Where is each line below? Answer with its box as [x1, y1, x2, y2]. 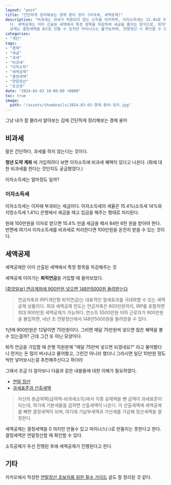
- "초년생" [5, 83, 25, 89]
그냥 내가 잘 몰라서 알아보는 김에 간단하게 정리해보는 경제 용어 [5, 117, 128, 123]
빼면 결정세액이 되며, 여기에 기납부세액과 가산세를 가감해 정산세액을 [23, 409, 157, 415]
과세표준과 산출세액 [12, 385, 51, 391]
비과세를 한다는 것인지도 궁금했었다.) [10, 165, 83, 171]
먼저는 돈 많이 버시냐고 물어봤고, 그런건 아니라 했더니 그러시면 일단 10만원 [10, 350, 157, 357]
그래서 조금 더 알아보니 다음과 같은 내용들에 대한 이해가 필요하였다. [5, 368, 137, 374]
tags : [5, 41, 17, 46]
